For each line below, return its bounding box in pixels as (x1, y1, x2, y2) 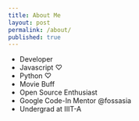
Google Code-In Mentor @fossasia (19, 96, 131, 105)
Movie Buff (19, 80, 55, 89)
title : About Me (8, 11, 61, 20)
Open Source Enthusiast (19, 87, 98, 98)
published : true (8, 33, 61, 41)
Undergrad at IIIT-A (19, 105, 82, 114)
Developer (19, 55, 53, 64)
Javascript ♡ (19, 63, 62, 73)
